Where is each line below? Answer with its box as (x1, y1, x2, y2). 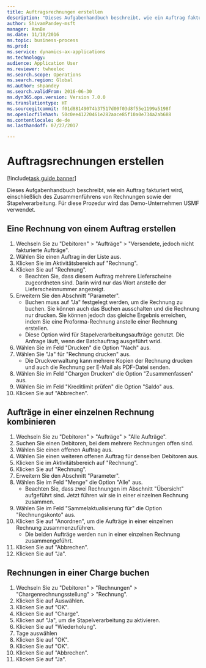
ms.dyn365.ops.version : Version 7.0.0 (7, 94, 106, 100)
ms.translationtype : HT (7, 100, 68, 106)
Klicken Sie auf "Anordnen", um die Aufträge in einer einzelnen (15, 518, 174, 525)
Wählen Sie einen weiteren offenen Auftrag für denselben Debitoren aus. (15, 452, 199, 459)
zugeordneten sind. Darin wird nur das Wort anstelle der (24, 279, 167, 286)
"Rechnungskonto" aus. (15, 511, 76, 518)
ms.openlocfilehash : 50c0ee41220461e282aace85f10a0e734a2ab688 (7, 111, 172, 117)
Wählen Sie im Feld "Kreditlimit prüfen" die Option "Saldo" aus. (15, 383, 174, 390)
